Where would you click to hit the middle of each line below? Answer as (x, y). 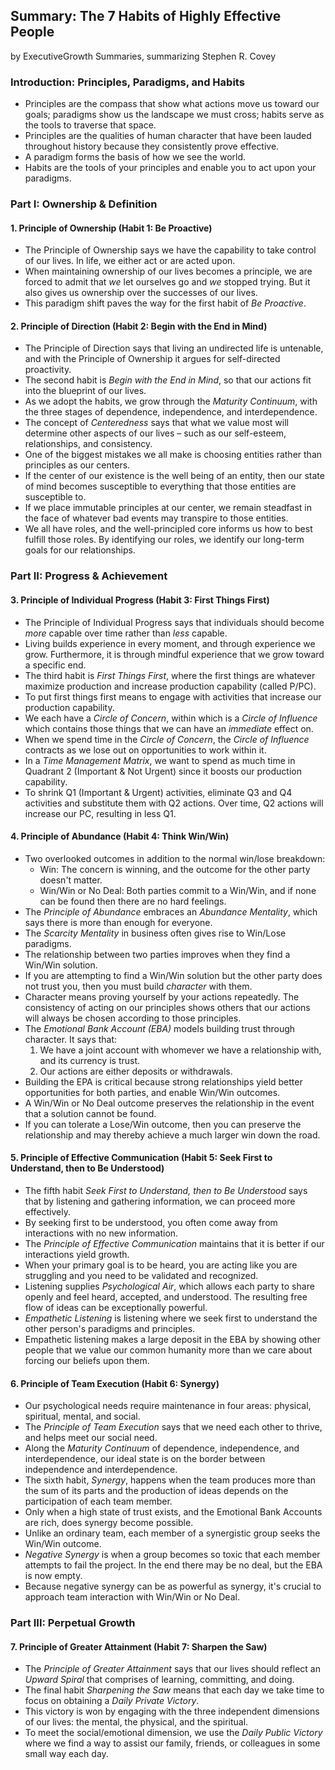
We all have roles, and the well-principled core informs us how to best (168, 529)
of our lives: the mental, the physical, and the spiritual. (136, 1722)
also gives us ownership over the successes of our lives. (141, 293)
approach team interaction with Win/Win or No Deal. (132, 1597)
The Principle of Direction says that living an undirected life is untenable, (174, 348)
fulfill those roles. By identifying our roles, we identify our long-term (164, 540)
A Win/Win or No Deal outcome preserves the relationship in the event (169, 1103)
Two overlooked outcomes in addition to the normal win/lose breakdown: (175, 858)
